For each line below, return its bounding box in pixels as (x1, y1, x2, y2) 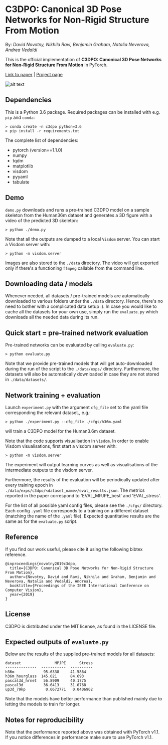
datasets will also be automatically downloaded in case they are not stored (5, 371, 159, 377)
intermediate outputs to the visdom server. (5, 467, 93, 473)
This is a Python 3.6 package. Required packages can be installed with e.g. (5, 109, 160, 115)
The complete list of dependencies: (5, 137, 79, 143)
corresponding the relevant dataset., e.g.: (5, 410, 91, 416)
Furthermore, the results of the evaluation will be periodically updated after (5, 477, 160, 482)
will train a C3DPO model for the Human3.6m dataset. (5, 428, 116, 434)
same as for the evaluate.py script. (5, 518, 78, 524)
